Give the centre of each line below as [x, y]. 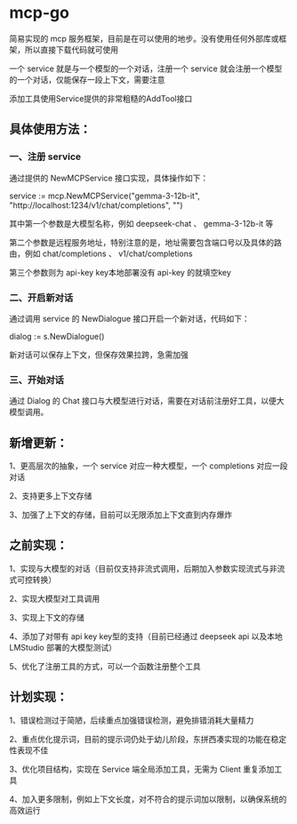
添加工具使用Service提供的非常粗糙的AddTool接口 [101, 98]
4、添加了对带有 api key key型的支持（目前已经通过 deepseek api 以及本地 [146, 636]
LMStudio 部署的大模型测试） [63, 647]
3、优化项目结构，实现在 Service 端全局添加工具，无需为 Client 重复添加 [142, 769]
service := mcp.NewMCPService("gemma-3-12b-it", [104, 196]
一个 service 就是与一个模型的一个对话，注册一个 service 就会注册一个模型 [146, 68]
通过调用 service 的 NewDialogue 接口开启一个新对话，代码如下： [130, 318]
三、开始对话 [37, 380]
